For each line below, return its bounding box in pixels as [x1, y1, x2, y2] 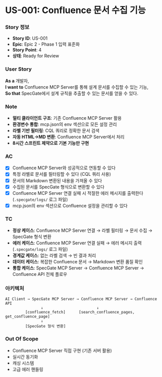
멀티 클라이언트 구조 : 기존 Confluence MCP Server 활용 [12, 115, 122, 121]
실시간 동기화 [12, 353, 38, 359]
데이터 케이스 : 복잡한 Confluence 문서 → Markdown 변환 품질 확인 [12, 259, 143, 265]
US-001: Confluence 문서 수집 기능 [5, 5, 146, 16]
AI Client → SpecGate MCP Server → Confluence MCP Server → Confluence [5, 296, 157, 302]
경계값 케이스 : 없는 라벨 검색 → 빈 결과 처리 [12, 252, 96, 258]
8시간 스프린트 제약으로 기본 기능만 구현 [12, 140, 89, 146]
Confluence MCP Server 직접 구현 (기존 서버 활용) [12, 347, 112, 353]
